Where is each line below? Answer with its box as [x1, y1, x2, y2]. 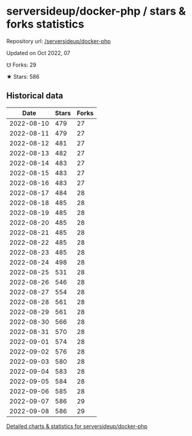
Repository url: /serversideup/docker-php [6, 37, 111, 45]
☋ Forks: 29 [6, 61, 37, 68]
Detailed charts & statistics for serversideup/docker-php [6, 423, 148, 430]
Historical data [6, 90, 63, 101]
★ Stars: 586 [6, 73, 40, 80]
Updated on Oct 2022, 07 [6, 49, 71, 56]
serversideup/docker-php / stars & [6, 4, 186, 18]
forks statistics [6, 17, 84, 31]
